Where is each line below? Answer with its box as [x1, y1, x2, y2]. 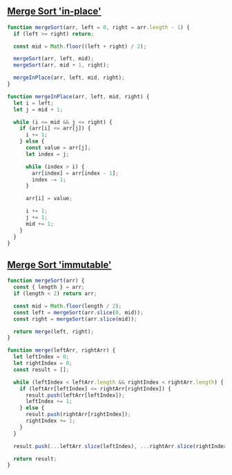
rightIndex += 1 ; [25, 418, 76, 424]
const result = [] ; [13, 366, 70, 373]
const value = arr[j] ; [25, 145, 91, 152]
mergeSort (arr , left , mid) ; [13, 55, 95, 62]
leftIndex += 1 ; [25, 398, 72, 405]
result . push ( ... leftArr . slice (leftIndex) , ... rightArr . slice [13, 442, 193, 449]
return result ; [13, 455, 57, 463]
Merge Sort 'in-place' [7, 6, 101, 17]
